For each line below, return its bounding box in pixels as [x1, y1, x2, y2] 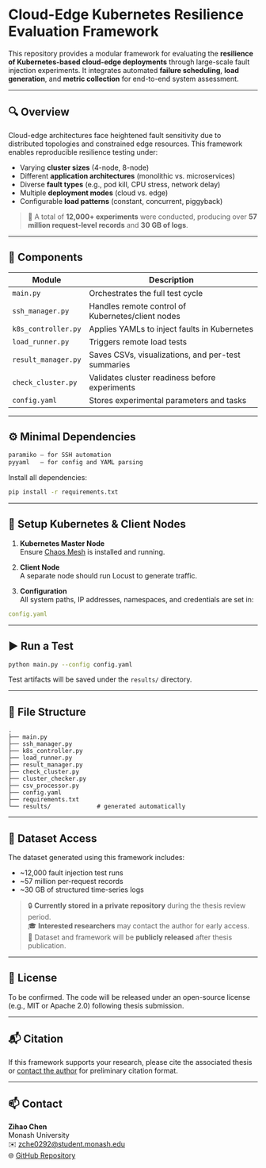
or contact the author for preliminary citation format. [8, 1066, 178, 1075]
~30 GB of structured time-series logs [19, 885, 144, 894]
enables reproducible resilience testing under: [8, 147, 158, 156]
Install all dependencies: [8, 473, 87, 482]
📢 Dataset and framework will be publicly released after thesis [27, 932, 233, 942]
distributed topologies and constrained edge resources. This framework [8, 139, 243, 148]
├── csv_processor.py [8, 782, 80, 790]
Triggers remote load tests [89, 336, 188, 347]
